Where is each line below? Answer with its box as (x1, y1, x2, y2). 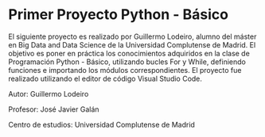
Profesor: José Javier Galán (8, 105, 99, 114)
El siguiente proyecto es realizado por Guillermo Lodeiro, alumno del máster (8, 32, 257, 41)
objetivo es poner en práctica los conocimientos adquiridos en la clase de (8, 48, 251, 58)
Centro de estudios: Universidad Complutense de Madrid (8, 120, 195, 129)
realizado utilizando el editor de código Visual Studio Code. (8, 74, 203, 83)
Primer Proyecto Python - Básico (8, 6, 229, 24)
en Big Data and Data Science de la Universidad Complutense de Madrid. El (8, 40, 256, 49)
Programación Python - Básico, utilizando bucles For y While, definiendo (8, 57, 247, 67)
